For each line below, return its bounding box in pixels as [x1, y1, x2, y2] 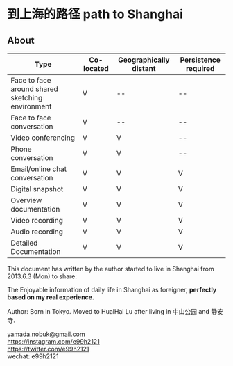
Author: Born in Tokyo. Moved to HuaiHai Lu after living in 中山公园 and [7, 308, 210, 315]
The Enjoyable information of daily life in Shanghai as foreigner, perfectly [7, 286, 217, 294]
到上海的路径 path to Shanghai [7, 6, 184, 22]
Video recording [10, 216, 64, 225]
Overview [10, 196, 42, 205]
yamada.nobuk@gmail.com [7, 330, 85, 338]
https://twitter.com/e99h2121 [7, 345, 89, 353]
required [186, 64, 215, 73]
